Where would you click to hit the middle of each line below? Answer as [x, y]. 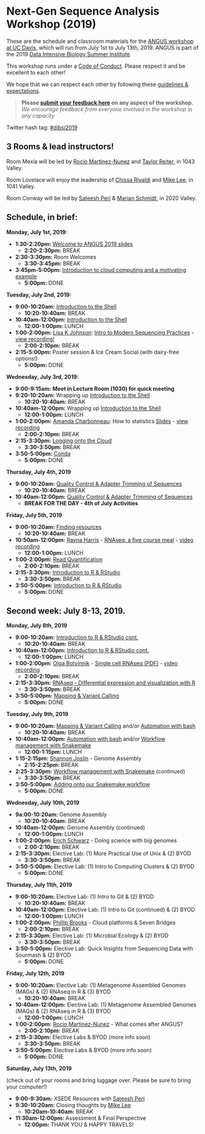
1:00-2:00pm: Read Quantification [59, 559]
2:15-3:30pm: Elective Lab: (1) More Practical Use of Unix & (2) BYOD [103, 854]
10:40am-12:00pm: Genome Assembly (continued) [80, 828]
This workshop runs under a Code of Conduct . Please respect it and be [96, 66]
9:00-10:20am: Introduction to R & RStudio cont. [77, 637]
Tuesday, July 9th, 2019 [38, 714]
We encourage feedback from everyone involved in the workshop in [107, 109]
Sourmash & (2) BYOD [43, 955]
